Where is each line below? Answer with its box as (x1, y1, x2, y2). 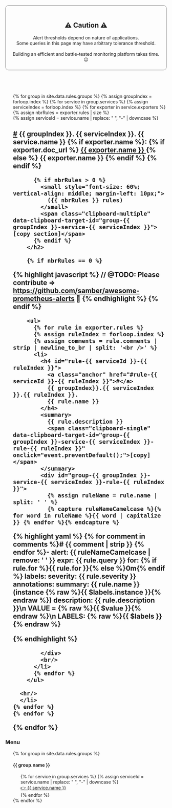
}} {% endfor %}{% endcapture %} (12, 519, 120, 526)
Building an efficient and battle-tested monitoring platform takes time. (12, 51, 160, 57)
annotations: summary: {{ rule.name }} (12, 580, 140, 589)
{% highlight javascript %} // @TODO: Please (12, 271, 160, 279)
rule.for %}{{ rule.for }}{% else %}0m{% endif (12, 564, 165, 573)
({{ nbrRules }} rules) (47, 196, 123, 204)
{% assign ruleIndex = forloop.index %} (33, 331, 165, 338)
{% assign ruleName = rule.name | (47, 492, 158, 499)
